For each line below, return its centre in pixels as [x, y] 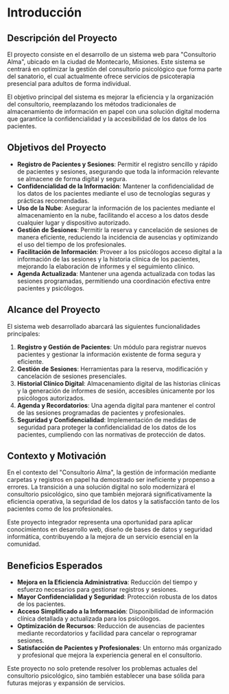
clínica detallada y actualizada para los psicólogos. [89, 618]
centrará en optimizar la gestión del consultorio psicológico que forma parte [115, 69]
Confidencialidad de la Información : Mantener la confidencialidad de [116, 186]
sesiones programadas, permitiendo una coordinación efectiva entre [114, 281]
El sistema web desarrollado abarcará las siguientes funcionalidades [104, 326]
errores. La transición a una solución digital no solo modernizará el [101, 487]
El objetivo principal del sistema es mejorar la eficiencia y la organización [110, 97]
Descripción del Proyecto [62, 38]
